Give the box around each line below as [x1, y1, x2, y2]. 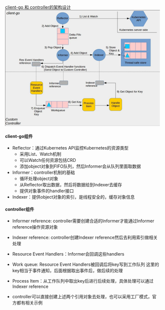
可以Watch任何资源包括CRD [19, 157, 76, 163]
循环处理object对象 [19, 176, 58, 181]
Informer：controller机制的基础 [12, 170, 75, 176]
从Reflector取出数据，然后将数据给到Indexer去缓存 [19, 182, 122, 188]
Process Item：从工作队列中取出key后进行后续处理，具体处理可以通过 [12, 278, 154, 284]
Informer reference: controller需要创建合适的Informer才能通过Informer [12, 218, 155, 224]
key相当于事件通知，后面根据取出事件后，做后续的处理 [12, 268, 123, 274]
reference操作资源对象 [12, 224, 58, 230]
